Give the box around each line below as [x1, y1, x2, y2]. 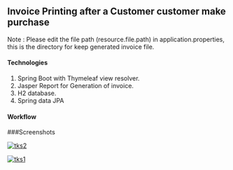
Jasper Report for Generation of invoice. [17, 82, 134, 90]
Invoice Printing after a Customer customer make [7, 6, 226, 17]
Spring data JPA [17, 97, 64, 105]
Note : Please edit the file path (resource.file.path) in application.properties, [7, 35, 225, 43]
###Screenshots [7, 128, 56, 136]
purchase [7, 17, 50, 29]
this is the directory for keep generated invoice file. [7, 42, 155, 51]
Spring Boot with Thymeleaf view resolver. [17, 74, 140, 83]
